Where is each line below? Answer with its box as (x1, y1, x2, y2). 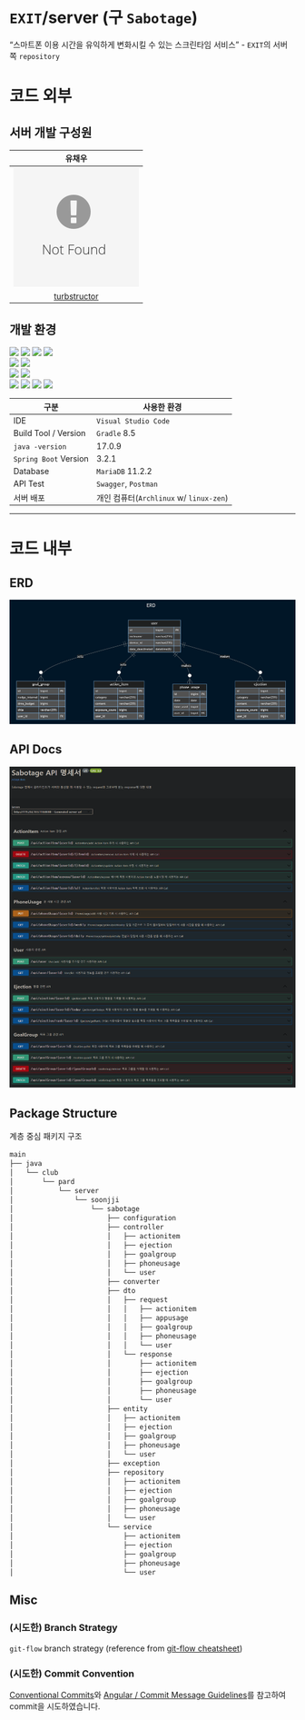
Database (13, 466, 50, 476)
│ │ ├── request (9, 1295, 169, 1304)
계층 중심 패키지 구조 (9, 1130, 83, 1141)
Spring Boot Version (13, 452, 89, 463)
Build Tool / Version (13, 428, 86, 439)
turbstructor (54, 291, 99, 302)
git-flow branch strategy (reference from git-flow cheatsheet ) (9, 1643, 243, 1654)
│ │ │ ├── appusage (9, 1313, 189, 1322)
